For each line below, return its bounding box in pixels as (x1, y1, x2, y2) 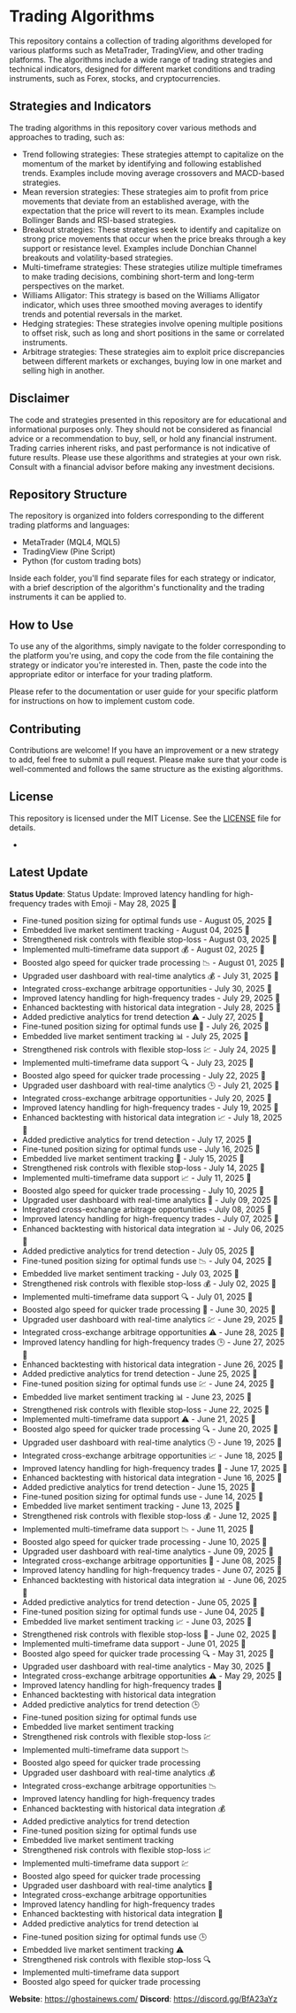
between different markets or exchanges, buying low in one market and (21, 356, 283, 366)
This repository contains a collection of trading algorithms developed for (9, 35, 273, 46)
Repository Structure (9, 487, 128, 502)
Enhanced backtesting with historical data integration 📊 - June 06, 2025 (21, 1574, 287, 1585)
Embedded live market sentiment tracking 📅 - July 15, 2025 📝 (21, 1153, 245, 1163)
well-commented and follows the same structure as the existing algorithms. (9, 764, 284, 774)
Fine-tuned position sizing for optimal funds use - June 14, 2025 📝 (21, 1491, 263, 1501)
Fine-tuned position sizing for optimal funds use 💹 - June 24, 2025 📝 (21, 1378, 276, 1389)
